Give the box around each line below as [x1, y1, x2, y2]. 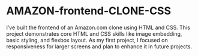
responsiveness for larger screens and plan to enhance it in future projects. [6, 43, 193, 50]
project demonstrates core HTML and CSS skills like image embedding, [6, 30, 182, 37]
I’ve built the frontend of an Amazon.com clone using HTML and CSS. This [6, 24, 190, 31]
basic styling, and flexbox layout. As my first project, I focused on [6, 36, 168, 43]
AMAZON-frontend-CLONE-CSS [6, 4, 172, 18]
